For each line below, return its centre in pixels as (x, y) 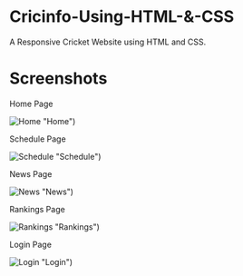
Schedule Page (38, 139)
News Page (31, 173)
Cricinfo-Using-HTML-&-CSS (122, 17)
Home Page (31, 103)
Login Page (31, 244)
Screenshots (58, 79)
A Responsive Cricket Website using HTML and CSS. (108, 42)
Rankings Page (37, 209)
